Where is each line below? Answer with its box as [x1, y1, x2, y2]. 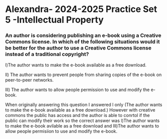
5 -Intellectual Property [5, 14, 104, 25]
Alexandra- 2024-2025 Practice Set [5, 3, 158, 15]
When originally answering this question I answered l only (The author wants [5, 101, 163, 108]
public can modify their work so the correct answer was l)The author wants [5, 117, 160, 123]
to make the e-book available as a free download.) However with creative [5, 107, 156, 113]
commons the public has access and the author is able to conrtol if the [5, 112, 150, 118]
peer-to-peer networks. [5, 77, 54, 83]
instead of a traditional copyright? [5, 51, 89, 58]
